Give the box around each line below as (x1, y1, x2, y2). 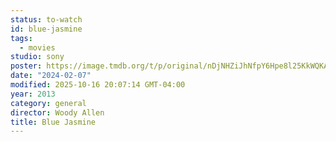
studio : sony (10, 52, 65, 62)
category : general (10, 98, 87, 108)
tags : (10, 33, 33, 43)
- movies (19, 42, 56, 53)
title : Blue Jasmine (10, 117, 97, 127)
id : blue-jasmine (10, 24, 83, 34)
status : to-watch (10, 14, 83, 25)
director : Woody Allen (10, 107, 105, 118)
